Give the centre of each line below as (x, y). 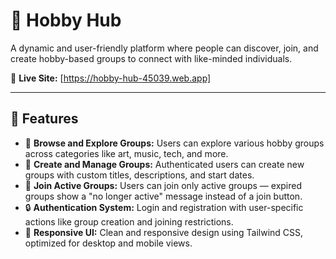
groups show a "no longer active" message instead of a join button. (163, 196)
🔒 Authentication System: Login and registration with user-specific (164, 207)
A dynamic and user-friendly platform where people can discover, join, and (164, 48)
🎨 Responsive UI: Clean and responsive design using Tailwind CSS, (164, 232)
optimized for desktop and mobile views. (108, 243)
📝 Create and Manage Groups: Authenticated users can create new (164, 164)
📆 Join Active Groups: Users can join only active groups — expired (163, 185)
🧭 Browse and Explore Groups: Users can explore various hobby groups (174, 143)
